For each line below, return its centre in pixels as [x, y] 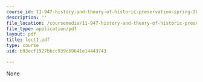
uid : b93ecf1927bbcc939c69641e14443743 [56, 51]
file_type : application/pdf [42, 29]
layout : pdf [21, 34]
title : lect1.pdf [28, 40]
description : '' [27, 17]
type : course [23, 46]
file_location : [25, 23]
